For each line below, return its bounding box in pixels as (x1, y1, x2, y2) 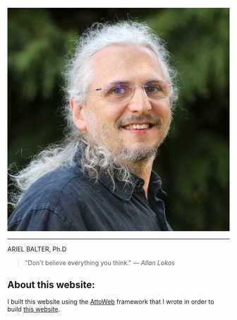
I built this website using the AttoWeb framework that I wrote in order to (7, 297, 214, 306)
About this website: (7, 279, 95, 291)
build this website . (7, 305, 61, 314)
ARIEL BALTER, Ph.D (7, 244, 67, 253)
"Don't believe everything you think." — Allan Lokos (24, 259, 175, 267)
